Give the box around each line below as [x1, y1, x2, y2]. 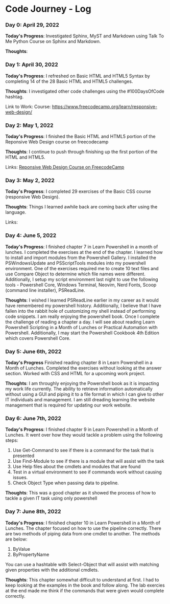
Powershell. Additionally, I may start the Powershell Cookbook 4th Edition [5, 330, 160, 336]
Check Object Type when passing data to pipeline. [12, 480, 119, 486]
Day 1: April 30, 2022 [5, 61, 59, 68]
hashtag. [5, 93, 24, 100]
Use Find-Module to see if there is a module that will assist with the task [12, 458, 164, 464]
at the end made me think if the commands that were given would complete [5, 587, 164, 594]
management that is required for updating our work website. [5, 402, 132, 408]
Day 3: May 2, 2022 [5, 177, 55, 184]
